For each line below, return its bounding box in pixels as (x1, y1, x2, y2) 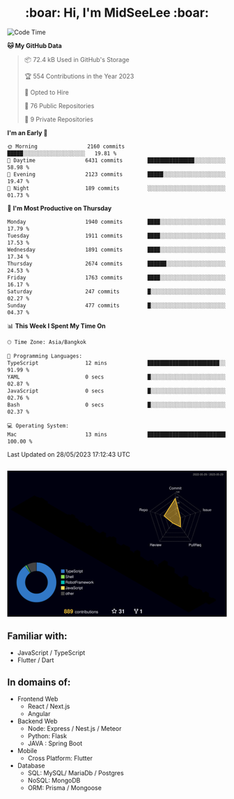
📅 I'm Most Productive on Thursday (7, 204, 112, 212)
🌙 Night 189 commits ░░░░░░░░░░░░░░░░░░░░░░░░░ (7, 185, 226, 192)
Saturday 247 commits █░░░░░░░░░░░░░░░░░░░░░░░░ (7, 288, 226, 295)
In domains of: (7, 676, 71, 688)
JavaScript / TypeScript (17, 648, 86, 657)
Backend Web (17, 717, 58, 726)
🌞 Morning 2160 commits (7, 143, 125, 150)
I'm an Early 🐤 (7, 128, 48, 137)
